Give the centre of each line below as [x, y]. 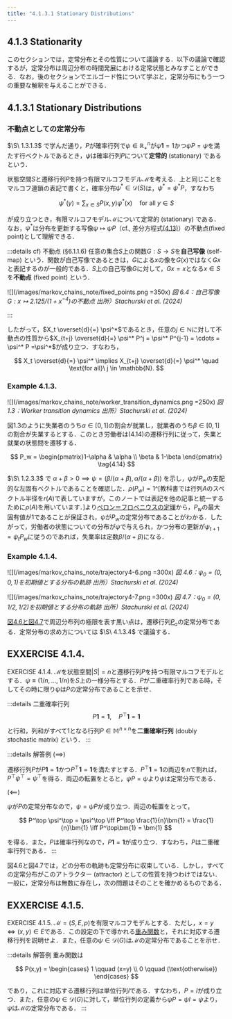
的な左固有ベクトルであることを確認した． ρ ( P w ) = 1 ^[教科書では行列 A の [110, 489]
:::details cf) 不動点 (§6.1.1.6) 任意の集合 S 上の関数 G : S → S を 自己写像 [106, 252]
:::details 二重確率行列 [38, 703]
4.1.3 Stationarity [45, 42]
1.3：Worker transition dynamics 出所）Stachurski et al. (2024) [97, 411]
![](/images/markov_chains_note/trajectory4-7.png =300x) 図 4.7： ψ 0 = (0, [114, 598]
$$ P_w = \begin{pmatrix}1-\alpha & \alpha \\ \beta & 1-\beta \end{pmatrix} [116, 457]
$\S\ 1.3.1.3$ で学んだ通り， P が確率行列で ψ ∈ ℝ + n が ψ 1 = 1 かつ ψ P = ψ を [111, 146]
